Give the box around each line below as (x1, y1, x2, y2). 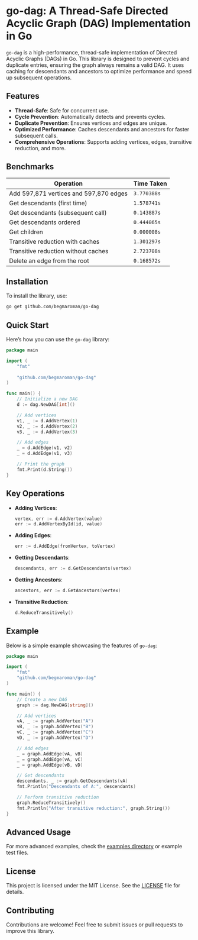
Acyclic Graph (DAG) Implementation (6, 17, 191, 30)
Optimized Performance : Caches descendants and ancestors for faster (14, 125, 190, 133)
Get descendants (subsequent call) (9, 208, 107, 217)
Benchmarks (6, 161, 54, 172)
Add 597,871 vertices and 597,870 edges (9, 189, 128, 198)
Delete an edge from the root (9, 256, 90, 264)
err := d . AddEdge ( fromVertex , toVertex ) (14, 543, 116, 550)
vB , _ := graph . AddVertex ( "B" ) (17, 723, 94, 730)
